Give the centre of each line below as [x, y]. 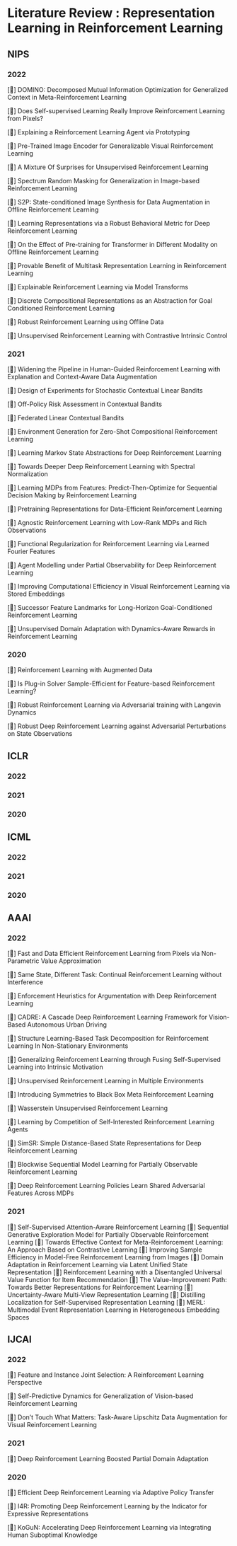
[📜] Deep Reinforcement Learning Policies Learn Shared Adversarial [106, 1186]
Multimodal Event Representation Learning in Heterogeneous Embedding [114, 1310]
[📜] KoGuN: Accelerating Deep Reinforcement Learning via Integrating [109, 1528]
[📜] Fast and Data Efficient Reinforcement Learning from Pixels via [104, 954]
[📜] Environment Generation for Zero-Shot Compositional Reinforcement [112, 432]
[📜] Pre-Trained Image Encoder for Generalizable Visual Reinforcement [110, 146]
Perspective [25, 1383]
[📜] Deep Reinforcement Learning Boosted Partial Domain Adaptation [108, 1458]
